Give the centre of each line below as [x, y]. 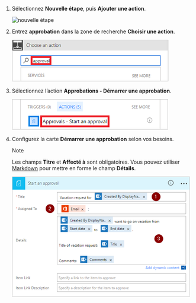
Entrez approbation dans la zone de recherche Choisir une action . [93, 31]
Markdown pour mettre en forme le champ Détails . [74, 168]
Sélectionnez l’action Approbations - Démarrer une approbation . [91, 91]
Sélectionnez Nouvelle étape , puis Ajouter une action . [79, 9]
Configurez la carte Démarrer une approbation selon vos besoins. [93, 139]
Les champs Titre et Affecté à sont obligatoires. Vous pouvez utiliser [96, 162]
